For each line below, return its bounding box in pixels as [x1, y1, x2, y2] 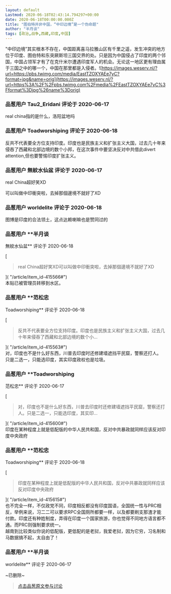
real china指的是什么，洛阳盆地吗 [5, 113, 75, 119]
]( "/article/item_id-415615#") [5, 497, 67, 503]
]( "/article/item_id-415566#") [5, 274, 68, 280]
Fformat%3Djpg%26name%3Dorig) [5, 87, 80, 93]
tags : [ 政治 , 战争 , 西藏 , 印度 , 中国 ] [5, 31, 71, 36]
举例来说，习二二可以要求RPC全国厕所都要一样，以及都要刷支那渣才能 [14, 509, 162, 515]
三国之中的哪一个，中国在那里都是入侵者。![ [9, 65, 102, 71]
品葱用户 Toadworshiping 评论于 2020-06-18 [5, 127, 118, 134]
